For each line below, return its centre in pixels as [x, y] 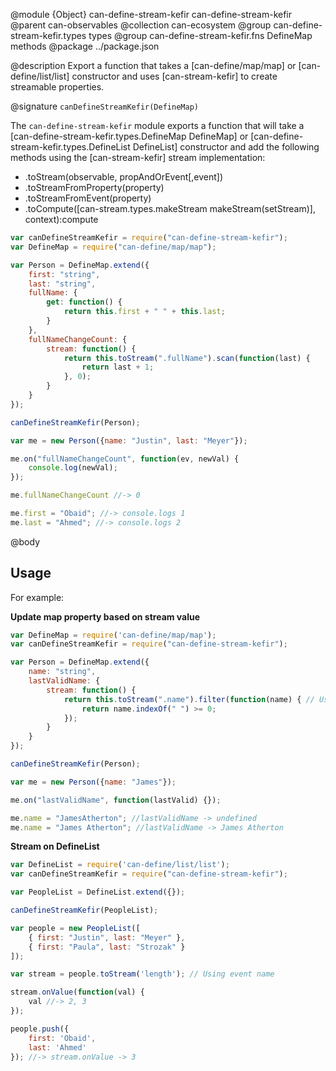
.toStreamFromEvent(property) [88, 198]
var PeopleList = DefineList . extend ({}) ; [98, 892]
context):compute [61, 219]
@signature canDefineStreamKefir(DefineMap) [104, 106]
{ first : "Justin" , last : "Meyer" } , [107, 937]
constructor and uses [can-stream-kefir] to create [174, 76]
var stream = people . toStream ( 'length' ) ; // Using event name [142, 974]
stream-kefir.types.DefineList [70, 147]
